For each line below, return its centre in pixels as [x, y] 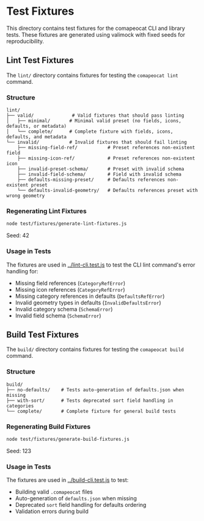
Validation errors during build [52, 511]
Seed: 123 [19, 451]
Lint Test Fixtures [40, 60]
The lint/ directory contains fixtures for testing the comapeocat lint [92, 75]
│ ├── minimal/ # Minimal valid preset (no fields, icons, [94, 121]
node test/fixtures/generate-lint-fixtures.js [67, 224]
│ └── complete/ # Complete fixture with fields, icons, [90, 132]
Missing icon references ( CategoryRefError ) [70, 289]
